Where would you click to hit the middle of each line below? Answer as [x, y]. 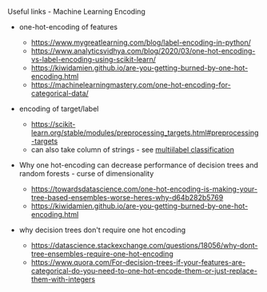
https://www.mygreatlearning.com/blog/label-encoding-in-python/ [141, 42]
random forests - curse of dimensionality [86, 174]
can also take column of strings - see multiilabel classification [133, 150]
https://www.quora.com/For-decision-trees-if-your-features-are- [138, 262]
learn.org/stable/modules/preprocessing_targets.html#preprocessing [145, 132]
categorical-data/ [60, 93]
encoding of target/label [59, 109]
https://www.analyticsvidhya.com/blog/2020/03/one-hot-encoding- [143, 51]
